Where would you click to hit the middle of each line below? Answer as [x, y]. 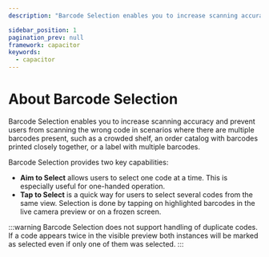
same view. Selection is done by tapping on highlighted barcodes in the [137, 203]
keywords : [25, 53]
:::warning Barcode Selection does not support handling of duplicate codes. [133, 227]
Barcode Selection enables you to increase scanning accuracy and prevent [132, 121]
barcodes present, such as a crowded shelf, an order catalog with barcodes [133, 138]
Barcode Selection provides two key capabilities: [88, 162]
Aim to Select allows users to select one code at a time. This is [124, 177]
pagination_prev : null [46, 38]
